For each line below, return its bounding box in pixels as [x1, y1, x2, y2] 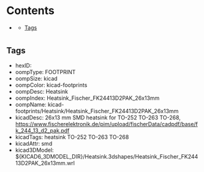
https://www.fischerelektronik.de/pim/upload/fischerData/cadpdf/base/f [15, 120, 198, 127]
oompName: [15, 100, 47, 108]
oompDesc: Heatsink [15, 88, 69, 95]
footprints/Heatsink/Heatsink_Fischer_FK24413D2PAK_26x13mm [15, 107, 179, 114]
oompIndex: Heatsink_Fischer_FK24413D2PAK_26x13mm [15, 94, 160, 102]
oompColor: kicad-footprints [15, 81, 88, 89]
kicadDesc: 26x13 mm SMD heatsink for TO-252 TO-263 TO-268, [15, 114, 181, 121]
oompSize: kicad [15, 75, 58, 82]
